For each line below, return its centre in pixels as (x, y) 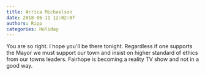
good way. (20, 66)
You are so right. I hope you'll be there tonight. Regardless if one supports (99, 46)
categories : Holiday (33, 29)
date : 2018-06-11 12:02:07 (41, 18)
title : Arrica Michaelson (39, 12)
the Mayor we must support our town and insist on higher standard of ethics (102, 53)
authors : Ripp (24, 23)
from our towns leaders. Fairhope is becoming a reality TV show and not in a (103, 59)
